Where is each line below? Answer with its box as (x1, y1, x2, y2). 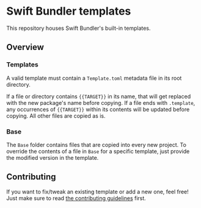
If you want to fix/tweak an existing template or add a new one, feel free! (6, 188, 189, 195)
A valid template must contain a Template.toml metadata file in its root (6, 74, 182, 82)
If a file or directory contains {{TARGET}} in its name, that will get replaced (6, 93, 191, 100)
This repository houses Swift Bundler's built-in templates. (6, 24, 151, 32)
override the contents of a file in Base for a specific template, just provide (6, 148, 190, 155)
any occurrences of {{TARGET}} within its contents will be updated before (6, 106, 190, 113)
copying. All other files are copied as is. (6, 112, 106, 120)
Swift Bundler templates (6, 4, 131, 18)
